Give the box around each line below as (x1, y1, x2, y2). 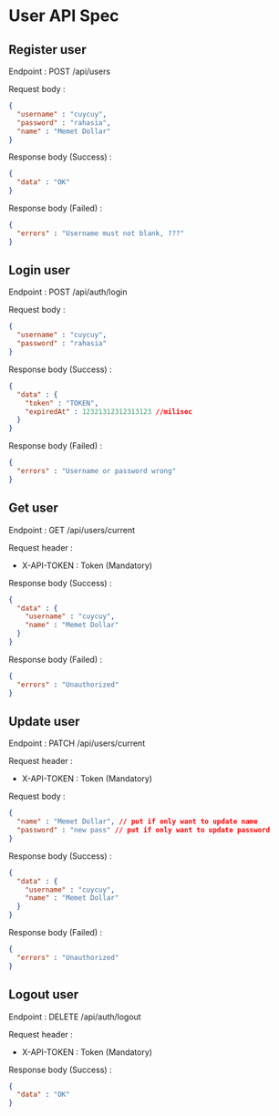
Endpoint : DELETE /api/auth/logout (8, 1011, 142, 1022)
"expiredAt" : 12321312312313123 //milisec (25, 407, 193, 416)
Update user (8, 713, 80, 729)
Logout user (8, 987, 79, 1003)
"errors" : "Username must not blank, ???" (16, 229, 184, 238)
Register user (8, 42, 88, 57)
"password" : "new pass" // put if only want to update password (16, 826, 271, 835)
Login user (8, 263, 70, 278)
